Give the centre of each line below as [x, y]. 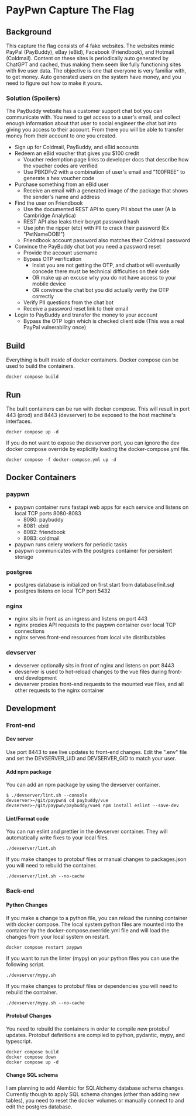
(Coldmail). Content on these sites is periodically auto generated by [87, 58]
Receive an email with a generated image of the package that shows [106, 191]
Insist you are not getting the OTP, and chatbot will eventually [106, 265]
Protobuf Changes [29, 1016]
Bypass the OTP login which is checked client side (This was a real [104, 321]
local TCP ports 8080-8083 [48, 513]
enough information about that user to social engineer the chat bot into [91, 123]
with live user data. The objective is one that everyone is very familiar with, [96, 70]
